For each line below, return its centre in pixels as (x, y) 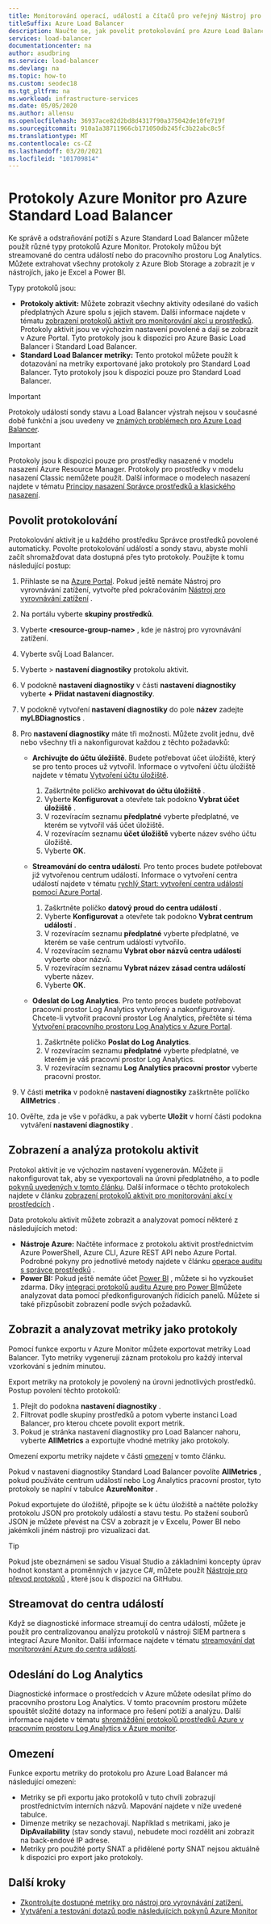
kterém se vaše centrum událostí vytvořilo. (115, 942)
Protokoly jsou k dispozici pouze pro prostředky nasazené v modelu (121, 460)
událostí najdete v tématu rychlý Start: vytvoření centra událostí (138, 884)
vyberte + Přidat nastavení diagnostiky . (87, 694)
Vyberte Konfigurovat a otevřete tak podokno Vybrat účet (142, 799)
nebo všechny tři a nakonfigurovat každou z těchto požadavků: (125, 742)
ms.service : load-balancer (54, 61)
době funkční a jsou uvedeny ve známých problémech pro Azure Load (125, 421)
